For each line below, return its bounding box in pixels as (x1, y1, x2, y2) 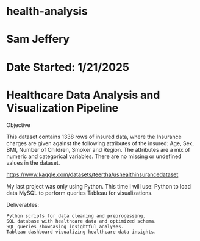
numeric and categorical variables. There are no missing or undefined (6, 153, 182, 160)
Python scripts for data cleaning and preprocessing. (6, 212, 146, 219)
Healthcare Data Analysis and (6, 88, 160, 102)
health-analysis (6, 4, 88, 18)
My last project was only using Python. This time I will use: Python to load (6, 182, 191, 190)
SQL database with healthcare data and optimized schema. (6, 218, 157, 224)
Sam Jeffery (6, 32, 70, 46)
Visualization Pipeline (6, 101, 119, 115)
